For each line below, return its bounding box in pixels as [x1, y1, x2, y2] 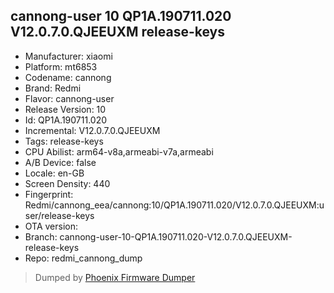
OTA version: [24, 220, 79, 232]
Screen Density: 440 [24, 177, 111, 189]
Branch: [24, 230, 58, 243]
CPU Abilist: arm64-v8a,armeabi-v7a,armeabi [24, 145, 214, 158]
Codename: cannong [24, 71, 112, 83]
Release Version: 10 [24, 103, 107, 115]
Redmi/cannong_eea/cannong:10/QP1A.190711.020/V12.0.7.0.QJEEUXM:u [24, 199, 325, 211]
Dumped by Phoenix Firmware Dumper [34, 271, 196, 283]
